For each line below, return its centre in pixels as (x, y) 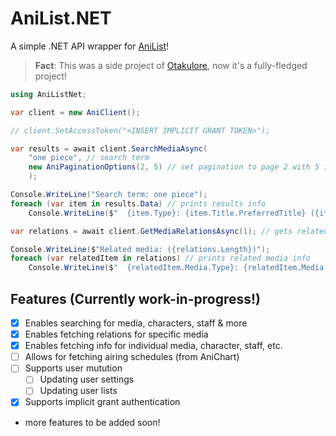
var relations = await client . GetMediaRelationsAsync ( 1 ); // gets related (169, 231)
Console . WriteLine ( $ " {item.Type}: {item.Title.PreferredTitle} (167, 213)
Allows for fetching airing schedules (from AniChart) (132, 357)
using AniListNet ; (48, 94)
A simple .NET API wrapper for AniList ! (90, 46)
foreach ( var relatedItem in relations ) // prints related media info (160, 258)
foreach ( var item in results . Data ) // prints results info (138, 203)
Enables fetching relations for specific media (116, 334)
